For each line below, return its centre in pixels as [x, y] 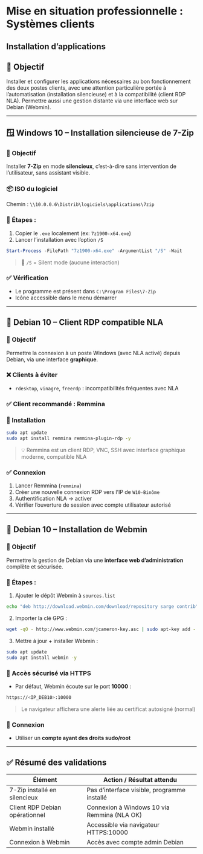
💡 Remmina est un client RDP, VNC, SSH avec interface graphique [103, 450]
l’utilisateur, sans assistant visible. [48, 173]
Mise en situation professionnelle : [95, 11]
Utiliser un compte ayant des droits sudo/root [73, 738]
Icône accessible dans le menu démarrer [66, 298]
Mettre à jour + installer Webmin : [56, 641]
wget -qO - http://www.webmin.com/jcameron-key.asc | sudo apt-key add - [101, 629]
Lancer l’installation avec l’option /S [59, 239]
